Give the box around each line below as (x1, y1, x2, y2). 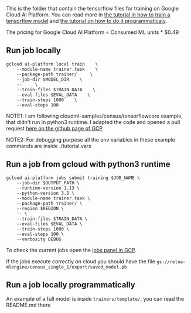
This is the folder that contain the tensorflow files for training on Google (6, 5, 179, 12)
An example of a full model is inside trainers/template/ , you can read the (6, 295, 185, 302)
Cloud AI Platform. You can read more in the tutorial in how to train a (6, 11, 170, 18)
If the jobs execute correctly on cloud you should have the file (6, 257, 155, 265)
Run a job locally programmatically (6, 280, 136, 290)
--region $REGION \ (16, 205, 64, 211)
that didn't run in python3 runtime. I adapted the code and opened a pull (6, 118, 180, 125)
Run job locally (6, 46, 62, 56)
